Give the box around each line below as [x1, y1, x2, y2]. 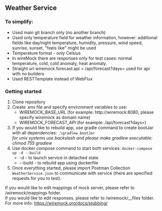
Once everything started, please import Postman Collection [12, 165, 131, 171]
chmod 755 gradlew [12, 140, 52, 146]
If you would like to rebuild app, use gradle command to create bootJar [12, 125, 154, 130]
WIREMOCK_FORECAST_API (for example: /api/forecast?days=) [19, 119, 147, 125]
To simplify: [5, 18, 34, 25]
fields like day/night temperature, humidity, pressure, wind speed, [12, 40, 143, 46]
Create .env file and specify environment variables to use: [12, 104, 127, 110]
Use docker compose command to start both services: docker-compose [12, 145, 152, 151]
